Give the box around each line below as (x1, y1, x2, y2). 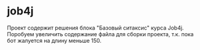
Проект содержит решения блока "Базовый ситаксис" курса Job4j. (7, 24, 184, 31)
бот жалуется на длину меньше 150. (7, 37, 102, 44)
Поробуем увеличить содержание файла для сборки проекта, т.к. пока (7, 30, 194, 37)
